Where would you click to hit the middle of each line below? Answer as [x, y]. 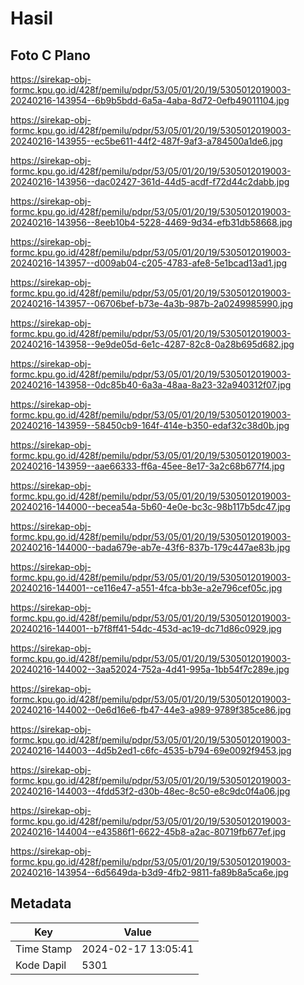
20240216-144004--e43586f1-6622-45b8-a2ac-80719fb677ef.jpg [148, 831]
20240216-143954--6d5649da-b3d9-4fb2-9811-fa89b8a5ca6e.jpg [149, 872]
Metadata [41, 903]
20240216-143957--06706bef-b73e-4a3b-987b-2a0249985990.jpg [152, 303]
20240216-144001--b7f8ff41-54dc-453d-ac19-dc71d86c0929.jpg [146, 628]
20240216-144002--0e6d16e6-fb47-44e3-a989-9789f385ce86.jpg [151, 710]
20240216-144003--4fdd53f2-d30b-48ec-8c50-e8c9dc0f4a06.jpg [150, 791]
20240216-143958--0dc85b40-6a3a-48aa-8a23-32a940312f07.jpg [151, 385]
